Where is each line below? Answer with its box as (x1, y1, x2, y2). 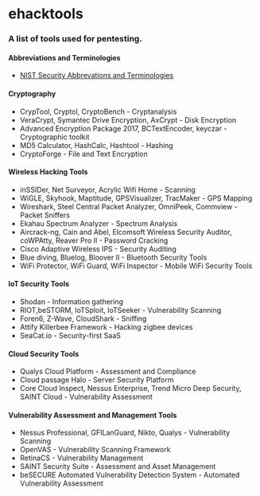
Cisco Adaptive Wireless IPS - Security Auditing (19, 244, 177, 253)
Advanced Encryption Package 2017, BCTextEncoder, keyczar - (19, 123, 227, 133)
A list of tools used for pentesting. (8, 33, 143, 45)
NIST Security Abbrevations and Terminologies (19, 71, 174, 80)
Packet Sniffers (19, 210, 70, 220)
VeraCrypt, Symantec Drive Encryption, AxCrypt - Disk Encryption (19, 115, 237, 124)
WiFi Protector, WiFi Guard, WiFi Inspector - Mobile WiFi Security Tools (19, 260, 253, 271)
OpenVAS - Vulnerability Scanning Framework (19, 445, 171, 455)
